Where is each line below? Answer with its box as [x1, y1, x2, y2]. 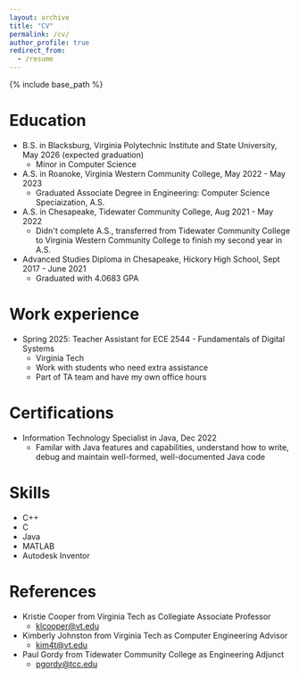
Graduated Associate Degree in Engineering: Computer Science [35, 187, 270, 197]
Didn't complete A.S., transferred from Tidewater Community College [35, 225, 291, 236]
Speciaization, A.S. [35, 197, 105, 207]
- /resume [17, 54, 54, 63]
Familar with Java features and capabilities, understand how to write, [35, 441, 289, 452]
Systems [21, 343, 55, 354]
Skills [9, 483, 51, 503]
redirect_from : [9, 46, 66, 55]
